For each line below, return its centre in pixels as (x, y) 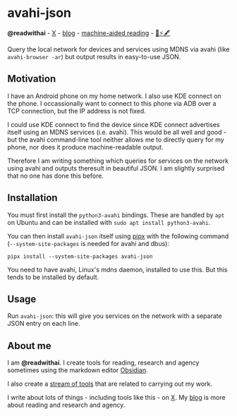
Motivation (32, 79)
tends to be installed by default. (53, 277)
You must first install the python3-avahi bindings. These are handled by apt (116, 215)
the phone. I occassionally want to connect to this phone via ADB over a (112, 103)
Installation (32, 198)
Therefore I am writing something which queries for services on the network (118, 161)
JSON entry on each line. (44, 324)
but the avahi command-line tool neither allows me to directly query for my (116, 140)
